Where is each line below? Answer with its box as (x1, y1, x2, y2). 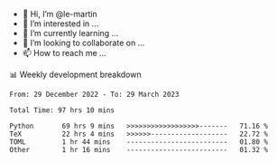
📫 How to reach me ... (22, 48, 106, 58)
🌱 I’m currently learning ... (22, 28, 119, 38)
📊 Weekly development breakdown (9, 69, 142, 80)
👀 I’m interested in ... (22, 18, 99, 29)
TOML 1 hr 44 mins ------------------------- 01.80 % (9, 138, 269, 147)
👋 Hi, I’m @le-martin (22, 9, 97, 19)
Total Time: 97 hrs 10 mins (9, 106, 115, 115)
